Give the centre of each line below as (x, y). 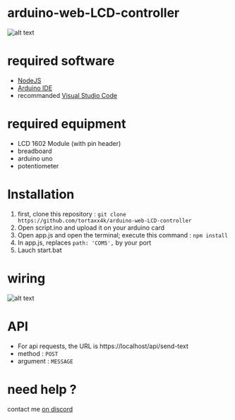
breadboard (35, 151)
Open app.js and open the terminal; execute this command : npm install (122, 235)
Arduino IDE (35, 88)
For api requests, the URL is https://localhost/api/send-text (103, 346)
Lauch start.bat (40, 250)
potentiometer (38, 166)
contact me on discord (40, 409)
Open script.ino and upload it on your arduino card (91, 228)
